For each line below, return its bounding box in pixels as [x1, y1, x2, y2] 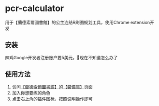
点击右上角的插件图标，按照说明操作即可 [12, 96, 93, 102]
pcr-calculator [5, 3, 64, 14]
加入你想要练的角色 [12, 90, 51, 95]
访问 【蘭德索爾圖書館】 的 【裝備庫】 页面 [12, 84, 93, 90]
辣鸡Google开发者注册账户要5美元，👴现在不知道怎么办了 [5, 54, 118, 60]
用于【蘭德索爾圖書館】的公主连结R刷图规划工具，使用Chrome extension [5, 19, 150, 25]
